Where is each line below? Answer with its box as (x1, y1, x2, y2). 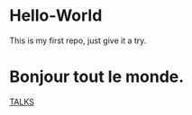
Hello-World (9, 5, 103, 26)
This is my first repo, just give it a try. (9, 35, 147, 46)
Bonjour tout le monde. (9, 66, 185, 87)
